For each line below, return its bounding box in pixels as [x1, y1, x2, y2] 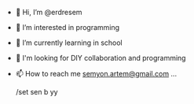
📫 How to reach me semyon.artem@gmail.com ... [15, 69, 178, 78]
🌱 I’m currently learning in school [15, 38, 123, 47]
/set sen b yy [15, 87, 58, 96]
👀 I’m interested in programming [15, 23, 120, 32]
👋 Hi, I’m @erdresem [15, 8, 82, 17]
